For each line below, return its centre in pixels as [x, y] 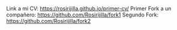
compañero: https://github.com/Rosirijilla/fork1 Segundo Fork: [82, 15]
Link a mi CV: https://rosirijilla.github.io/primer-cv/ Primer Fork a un [89, 9]
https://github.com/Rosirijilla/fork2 [49, 21]
